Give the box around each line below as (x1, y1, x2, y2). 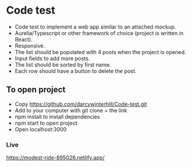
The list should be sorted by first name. (14, 61, 111, 68)
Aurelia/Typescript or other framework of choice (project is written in (14, 29, 184, 36)
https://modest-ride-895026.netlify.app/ (6, 154, 105, 161)
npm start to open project (14, 119, 77, 127)
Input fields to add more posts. (14, 55, 90, 62)
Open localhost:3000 (14, 125, 67, 133)
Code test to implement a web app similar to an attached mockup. (14, 23, 177, 30)
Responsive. (14, 42, 45, 49)
